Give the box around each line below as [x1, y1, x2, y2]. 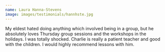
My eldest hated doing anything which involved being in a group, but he [5, 25, 154, 31]
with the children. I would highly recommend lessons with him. [5, 41, 134, 47]
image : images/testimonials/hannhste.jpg [5, 12, 94, 17]
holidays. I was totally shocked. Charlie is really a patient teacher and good [5, 36, 160, 42]
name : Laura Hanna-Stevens [5, 7, 62, 12]
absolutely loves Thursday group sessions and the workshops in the [5, 31, 147, 37]
